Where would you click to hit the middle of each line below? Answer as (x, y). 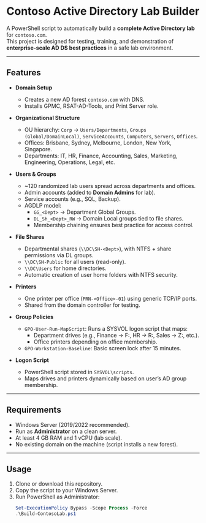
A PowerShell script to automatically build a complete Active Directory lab (101, 28)
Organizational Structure (48, 118)
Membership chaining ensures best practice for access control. (114, 225)
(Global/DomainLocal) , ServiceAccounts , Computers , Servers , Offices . (111, 136)
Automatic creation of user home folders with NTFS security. (101, 274)
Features (24, 73)
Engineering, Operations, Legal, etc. (70, 162)
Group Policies (34, 317)
